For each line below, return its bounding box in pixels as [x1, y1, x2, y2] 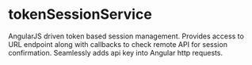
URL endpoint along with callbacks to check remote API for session [8, 39, 228, 49]
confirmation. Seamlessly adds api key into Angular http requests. [8, 48, 223, 57]
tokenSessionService [8, 5, 152, 23]
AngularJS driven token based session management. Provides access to [8, 31, 244, 41]
